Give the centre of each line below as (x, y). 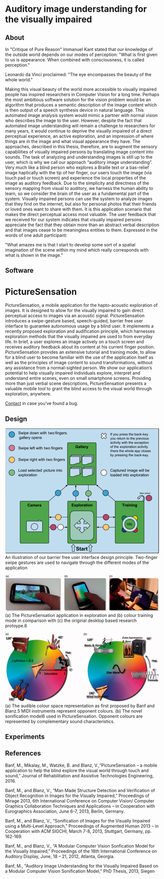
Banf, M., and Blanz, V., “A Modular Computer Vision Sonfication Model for (80, 846)
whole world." (19, 80)
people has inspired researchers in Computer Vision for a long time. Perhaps (82, 94)
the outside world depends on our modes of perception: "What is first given (81, 54)
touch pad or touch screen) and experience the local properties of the (75, 178)
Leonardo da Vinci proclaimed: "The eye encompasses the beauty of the (78, 74)
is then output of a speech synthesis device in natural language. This (74, 110)
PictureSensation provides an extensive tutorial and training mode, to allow (81, 352)
